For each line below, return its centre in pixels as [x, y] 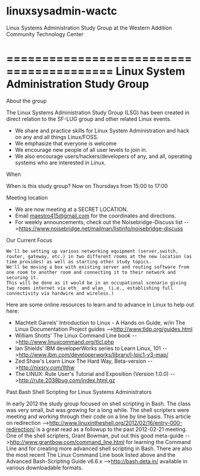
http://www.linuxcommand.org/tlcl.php [66, 342]
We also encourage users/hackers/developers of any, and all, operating [103, 156]
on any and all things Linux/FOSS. [57, 137]
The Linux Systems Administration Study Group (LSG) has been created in [98, 112]
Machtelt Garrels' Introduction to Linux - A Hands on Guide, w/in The [100, 322]
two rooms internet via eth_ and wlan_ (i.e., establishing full [89, 288]
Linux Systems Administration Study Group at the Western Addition [89, 28]
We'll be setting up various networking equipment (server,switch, [92, 251]
